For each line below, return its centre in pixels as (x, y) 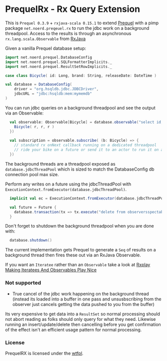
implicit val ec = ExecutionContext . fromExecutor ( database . (73, 198)
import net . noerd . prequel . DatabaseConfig (49, 57)
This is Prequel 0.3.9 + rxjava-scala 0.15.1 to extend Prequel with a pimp (82, 23)
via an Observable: (24, 113)
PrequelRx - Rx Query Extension (73, 9)
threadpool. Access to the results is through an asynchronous (68, 33)
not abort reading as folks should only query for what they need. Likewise (81, 319)
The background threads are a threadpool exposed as (60, 164)
